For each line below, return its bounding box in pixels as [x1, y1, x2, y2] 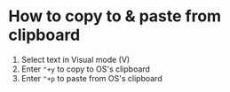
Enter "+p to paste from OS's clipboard [20, 73, 163, 83]
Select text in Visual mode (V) [20, 54, 131, 65]
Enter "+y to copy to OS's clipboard [20, 64, 150, 74]
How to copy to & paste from [8, 6, 222, 27]
